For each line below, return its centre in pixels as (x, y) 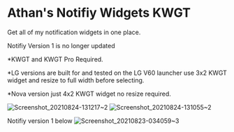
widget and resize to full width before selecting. (76, 80)
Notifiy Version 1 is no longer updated (61, 45)
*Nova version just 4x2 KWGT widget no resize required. (89, 94)
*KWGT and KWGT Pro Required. (55, 59)
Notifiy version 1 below (40, 121)
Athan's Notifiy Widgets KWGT (99, 13)
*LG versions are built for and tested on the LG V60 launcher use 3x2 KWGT (117, 73)
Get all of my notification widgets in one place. (74, 32)
